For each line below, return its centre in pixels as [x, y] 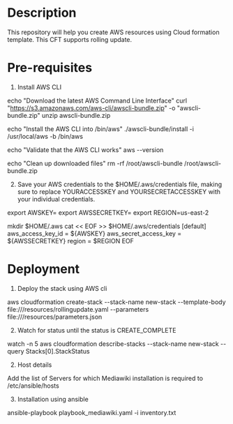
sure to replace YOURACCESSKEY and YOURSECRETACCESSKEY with [119, 191]
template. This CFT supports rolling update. [70, 39]
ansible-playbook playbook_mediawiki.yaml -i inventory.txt [92, 412]
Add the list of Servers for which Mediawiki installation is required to [105, 378]
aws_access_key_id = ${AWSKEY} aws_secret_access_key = [95, 233]
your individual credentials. [56, 199]
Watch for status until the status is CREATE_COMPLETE [97, 330]
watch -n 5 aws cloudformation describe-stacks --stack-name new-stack [113, 344]
